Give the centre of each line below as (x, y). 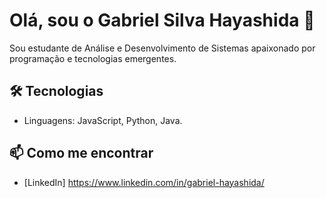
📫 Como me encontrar (81, 153)
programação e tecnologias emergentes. (93, 58)
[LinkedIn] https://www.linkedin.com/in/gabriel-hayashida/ (144, 182)
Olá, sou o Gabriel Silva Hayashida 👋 (162, 20)
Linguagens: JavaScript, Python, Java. (103, 120)
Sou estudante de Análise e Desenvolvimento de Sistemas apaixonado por (162, 48)
